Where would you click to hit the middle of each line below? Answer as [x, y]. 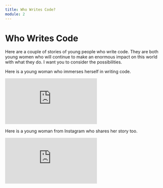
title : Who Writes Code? [30, 10]
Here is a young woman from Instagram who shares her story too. [71, 131]
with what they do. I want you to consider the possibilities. [64, 62]
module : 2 [15, 14]
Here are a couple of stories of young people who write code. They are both [82, 52]
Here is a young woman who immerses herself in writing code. [68, 72]
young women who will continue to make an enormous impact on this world [81, 57]
